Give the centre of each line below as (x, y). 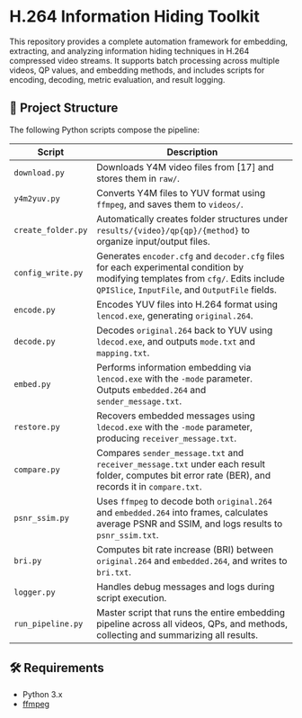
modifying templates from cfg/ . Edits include (190, 278)
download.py (40, 172)
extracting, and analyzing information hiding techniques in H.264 (129, 50)
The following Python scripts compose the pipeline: (105, 130)
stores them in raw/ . (138, 178)
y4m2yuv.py (37, 198)
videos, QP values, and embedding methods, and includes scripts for (137, 70)
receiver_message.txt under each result (180, 463)
